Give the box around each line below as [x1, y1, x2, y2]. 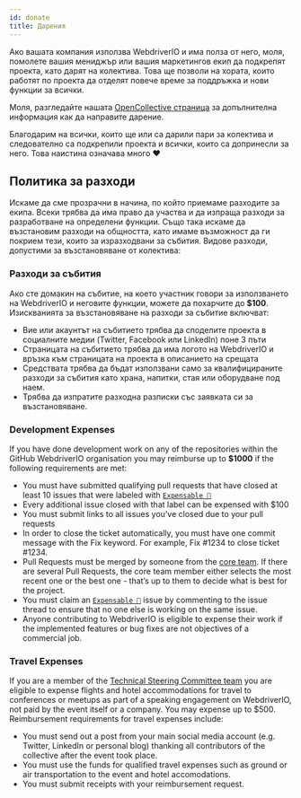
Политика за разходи [9, 173, 136, 189]
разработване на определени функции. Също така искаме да [9, 216, 246, 227]
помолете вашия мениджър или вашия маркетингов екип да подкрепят [9, 56, 286, 66]
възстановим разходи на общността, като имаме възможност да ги [9, 226, 270, 237]
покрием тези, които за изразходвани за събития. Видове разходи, [9, 235, 268, 247]
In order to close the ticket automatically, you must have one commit [22, 527, 276, 539]
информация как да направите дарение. [9, 111, 164, 122]
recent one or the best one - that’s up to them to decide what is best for [22, 575, 288, 586]
